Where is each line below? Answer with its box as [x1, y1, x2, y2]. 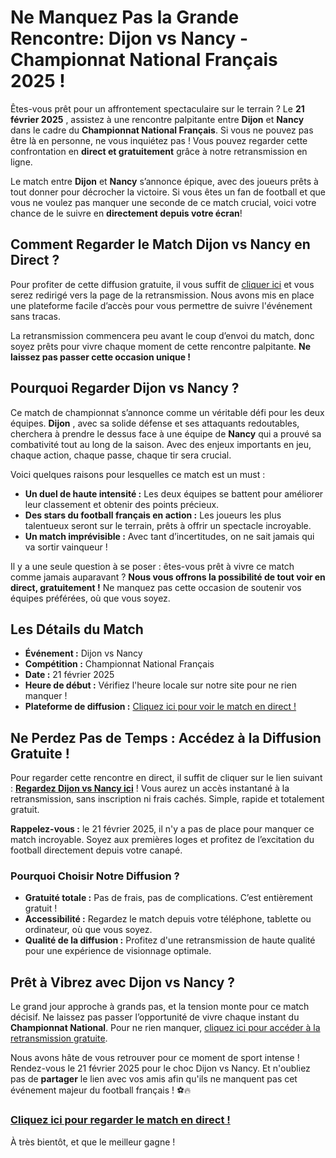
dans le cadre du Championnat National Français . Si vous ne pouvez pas [10, 124, 314, 136]
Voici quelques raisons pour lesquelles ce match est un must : [10, 468, 266, 480]
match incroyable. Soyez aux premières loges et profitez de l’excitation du [10, 834, 315, 846]
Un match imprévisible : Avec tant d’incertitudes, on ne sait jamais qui [24, 530, 315, 542]
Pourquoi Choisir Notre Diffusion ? [10, 869, 180, 883]
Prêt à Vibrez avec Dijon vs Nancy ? [10, 974, 236, 991]
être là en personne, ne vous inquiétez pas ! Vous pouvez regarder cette [10, 134, 308, 146]
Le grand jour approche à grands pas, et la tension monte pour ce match [10, 1001, 310, 1013]
